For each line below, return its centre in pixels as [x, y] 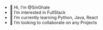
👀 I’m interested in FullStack [38, 12]
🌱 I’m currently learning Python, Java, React [54, 17]
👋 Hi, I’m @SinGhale [30, 7]
